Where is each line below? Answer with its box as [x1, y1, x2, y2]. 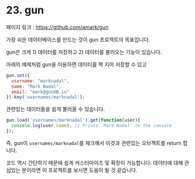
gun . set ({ [6, 73, 31, 78]
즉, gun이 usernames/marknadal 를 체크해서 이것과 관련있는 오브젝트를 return [6, 139, 182, 146]
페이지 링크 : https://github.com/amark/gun [6, 23, 109, 30]
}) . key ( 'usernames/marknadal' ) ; [6, 94, 85, 100]
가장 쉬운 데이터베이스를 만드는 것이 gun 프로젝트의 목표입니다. [6, 36, 150, 43]
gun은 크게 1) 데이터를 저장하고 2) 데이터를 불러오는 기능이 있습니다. [6, 48, 162, 56]
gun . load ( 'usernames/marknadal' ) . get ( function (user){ [6, 118, 141, 123]
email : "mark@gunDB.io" [11, 89, 69, 95]
